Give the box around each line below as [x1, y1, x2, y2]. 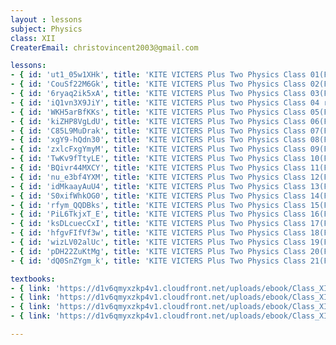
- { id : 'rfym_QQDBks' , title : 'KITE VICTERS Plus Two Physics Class [10, 200, 307, 210]
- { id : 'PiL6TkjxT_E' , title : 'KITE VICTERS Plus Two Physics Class [10, 209, 307, 220]
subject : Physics [10, 24, 83, 34]
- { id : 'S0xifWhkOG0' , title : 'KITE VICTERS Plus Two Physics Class [10, 191, 307, 201]
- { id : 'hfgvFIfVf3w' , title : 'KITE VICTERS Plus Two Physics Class [10, 228, 307, 238]
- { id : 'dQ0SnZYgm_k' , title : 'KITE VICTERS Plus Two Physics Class [10, 256, 307, 266]
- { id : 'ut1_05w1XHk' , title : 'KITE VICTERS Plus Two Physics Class [10, 70, 307, 80]
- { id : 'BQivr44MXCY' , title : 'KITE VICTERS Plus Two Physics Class [10, 163, 307, 173]
